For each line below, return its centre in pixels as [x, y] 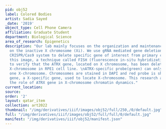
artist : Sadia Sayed [26, 19]
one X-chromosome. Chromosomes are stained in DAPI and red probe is [83, 74]
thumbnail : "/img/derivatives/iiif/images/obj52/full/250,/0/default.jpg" [84, 110]
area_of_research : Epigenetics [37, 42]
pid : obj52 [16, 10]
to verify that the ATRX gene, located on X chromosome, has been [79, 64]
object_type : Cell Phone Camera [38, 28]
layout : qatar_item [25, 101]
